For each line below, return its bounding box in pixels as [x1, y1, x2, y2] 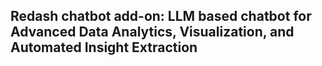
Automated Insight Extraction [10, 39, 198, 56]
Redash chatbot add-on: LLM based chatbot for [10, 8, 312, 25]
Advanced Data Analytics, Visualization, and [10, 24, 295, 41]
